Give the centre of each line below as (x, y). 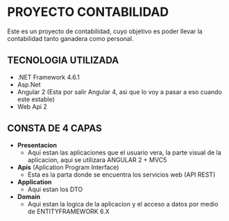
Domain (28, 196)
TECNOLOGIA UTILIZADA (63, 61)
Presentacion (37, 145)
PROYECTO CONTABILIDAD (88, 12)
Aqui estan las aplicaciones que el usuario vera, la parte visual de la (125, 152)
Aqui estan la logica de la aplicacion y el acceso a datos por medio (123, 204)
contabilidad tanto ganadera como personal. (70, 38)
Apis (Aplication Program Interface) (68, 167)
